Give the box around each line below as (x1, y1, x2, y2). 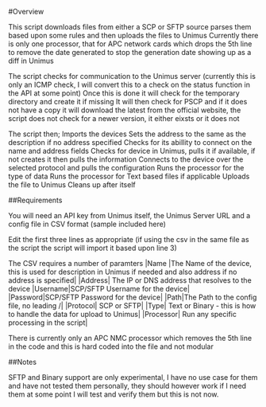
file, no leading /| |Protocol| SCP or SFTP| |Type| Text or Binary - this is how (8, 301, 256, 310)
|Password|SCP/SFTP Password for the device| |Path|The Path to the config (8, 292, 257, 302)
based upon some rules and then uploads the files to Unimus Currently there (8, 31, 259, 40)
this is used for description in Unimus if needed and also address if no (8, 267, 237, 276)
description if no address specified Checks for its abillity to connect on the (8, 138, 253, 147)
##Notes (8, 358, 37, 366)
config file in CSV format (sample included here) (8, 219, 167, 229)
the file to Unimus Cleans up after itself (8, 180, 137, 190)
